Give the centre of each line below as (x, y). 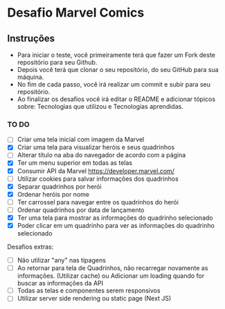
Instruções (31, 38)
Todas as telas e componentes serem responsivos (89, 291)
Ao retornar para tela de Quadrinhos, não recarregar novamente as (112, 268)
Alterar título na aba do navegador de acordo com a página (101, 155)
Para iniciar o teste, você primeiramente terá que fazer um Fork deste (116, 55)
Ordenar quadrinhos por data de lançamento (81, 210)
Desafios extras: (30, 247)
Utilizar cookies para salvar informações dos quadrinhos (98, 179)
